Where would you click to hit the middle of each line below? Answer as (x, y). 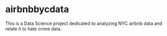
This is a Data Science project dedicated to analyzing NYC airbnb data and (84, 23)
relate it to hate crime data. (34, 28)
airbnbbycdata (37, 9)
